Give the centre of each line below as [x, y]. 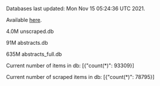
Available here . [24, 20]
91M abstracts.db [27, 43]
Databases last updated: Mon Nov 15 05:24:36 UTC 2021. [76, 9]
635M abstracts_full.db [34, 54]
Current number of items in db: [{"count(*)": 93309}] [70, 65]
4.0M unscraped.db [30, 31]
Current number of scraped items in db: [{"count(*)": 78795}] [80, 77]
